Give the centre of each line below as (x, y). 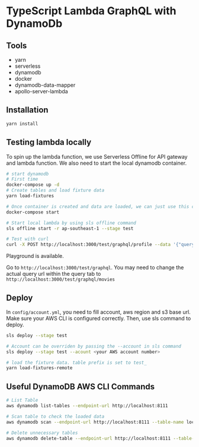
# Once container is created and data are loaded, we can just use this (98, 206)
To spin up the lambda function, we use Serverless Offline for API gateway (97, 156)
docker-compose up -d (33, 185)
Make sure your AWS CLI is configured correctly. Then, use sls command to (99, 318)
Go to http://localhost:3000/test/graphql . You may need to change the (95, 267)
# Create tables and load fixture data (55, 191)
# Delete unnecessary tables (42, 433)
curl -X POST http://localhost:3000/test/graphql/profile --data (88, 245)
